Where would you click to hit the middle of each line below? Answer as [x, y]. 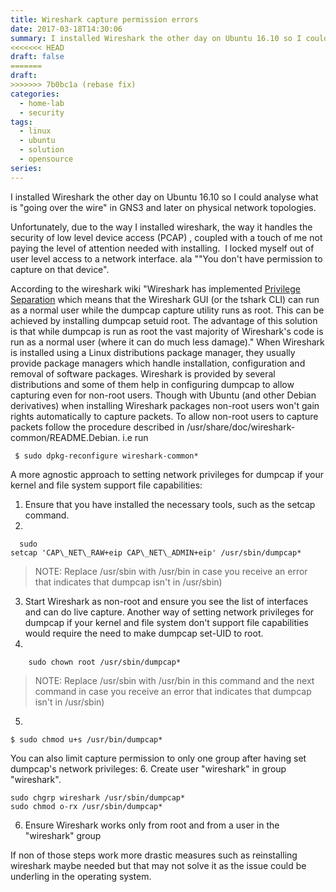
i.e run [135, 437]
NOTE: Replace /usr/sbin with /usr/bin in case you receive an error [171, 571]
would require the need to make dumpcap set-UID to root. [144, 633]
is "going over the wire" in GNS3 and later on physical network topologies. [163, 207]
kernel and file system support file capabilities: [106, 485]
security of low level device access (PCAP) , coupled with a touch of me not [166, 237]
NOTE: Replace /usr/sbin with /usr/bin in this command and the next [174, 680]
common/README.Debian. [65, 437]
